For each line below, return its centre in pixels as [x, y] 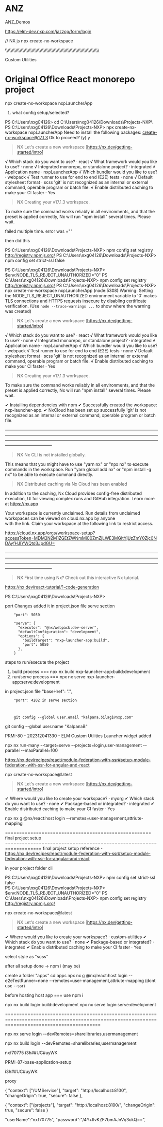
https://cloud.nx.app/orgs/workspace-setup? [50, 533]
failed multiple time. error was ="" [39, 231]
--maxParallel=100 [39, 750]
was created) [18, 311]
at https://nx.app [22, 504]
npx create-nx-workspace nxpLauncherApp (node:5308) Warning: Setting [79, 291]
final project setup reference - [73, 848]
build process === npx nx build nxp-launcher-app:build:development [81, 672]
